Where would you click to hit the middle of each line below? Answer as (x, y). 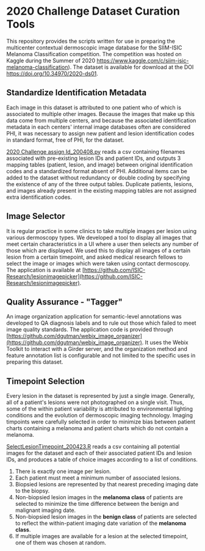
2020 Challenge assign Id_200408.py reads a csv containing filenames (96, 151)
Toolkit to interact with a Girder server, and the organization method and (97, 349)
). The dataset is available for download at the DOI (131, 67)
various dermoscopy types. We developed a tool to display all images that (99, 237)
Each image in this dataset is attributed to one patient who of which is (94, 107)
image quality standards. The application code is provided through (90, 330)
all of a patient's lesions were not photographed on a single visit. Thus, (95, 402)
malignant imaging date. (45, 510)
